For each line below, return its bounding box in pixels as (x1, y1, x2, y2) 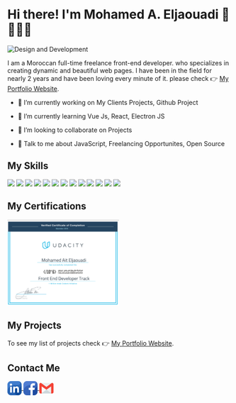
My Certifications (7, 200, 86, 212)
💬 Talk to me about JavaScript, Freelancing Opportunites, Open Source (17, 139, 225, 148)
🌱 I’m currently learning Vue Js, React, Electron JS (17, 111, 165, 120)
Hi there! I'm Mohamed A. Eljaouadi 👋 (7, 6, 230, 23)
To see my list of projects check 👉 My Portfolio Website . (7, 338, 174, 347)
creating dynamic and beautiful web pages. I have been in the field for (7, 66, 213, 74)
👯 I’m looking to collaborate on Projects (17, 126, 133, 134)
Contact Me (7, 362, 60, 374)
